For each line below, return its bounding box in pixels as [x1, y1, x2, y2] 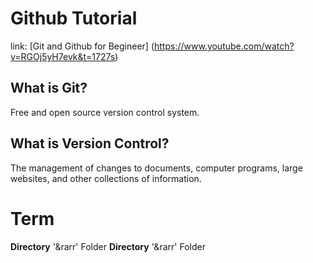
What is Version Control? [10, 135, 170, 152]
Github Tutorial [10, 7, 138, 30]
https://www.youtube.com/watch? [153, 40, 295, 52]
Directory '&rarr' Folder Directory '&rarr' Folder [10, 240, 206, 252]
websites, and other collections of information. [10, 172, 202, 184]
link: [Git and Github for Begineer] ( [10, 40, 155, 52]
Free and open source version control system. [10, 106, 200, 118]
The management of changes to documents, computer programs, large [10, 162, 303, 174]
